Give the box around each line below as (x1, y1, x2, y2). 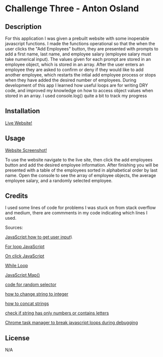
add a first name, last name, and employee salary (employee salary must (5, 51, 152, 57)
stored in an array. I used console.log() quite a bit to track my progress (5, 93, 147, 99)
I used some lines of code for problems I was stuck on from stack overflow (5, 204, 156, 211)
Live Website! (5, 120, 33, 126)
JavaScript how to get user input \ (5, 234, 72, 240)
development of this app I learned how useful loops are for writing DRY (5, 82, 148, 88)
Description (5, 23, 42, 31)
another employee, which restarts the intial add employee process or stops (5, 72, 156, 77)
